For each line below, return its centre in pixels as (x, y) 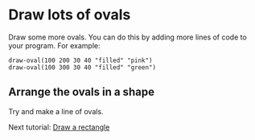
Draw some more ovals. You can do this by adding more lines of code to (127, 37)
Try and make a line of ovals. (56, 111)
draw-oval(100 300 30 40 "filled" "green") (82, 67)
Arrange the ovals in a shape (82, 92)
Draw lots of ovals (70, 15)
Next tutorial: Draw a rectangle (59, 127)
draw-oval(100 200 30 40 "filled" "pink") (80, 60)
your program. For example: (54, 45)
